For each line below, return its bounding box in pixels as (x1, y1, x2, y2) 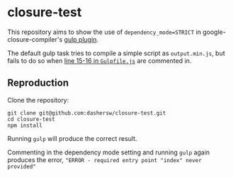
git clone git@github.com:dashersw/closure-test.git (7, 109, 166, 117)
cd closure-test (7, 115, 55, 122)
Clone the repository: (7, 96, 69, 104)
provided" (7, 163, 37, 170)
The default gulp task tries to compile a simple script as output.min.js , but (7, 49, 225, 57)
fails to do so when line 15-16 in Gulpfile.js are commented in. (7, 56, 192, 64)
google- (203, 28, 227, 36)
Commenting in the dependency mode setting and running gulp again (7, 148, 210, 156)
